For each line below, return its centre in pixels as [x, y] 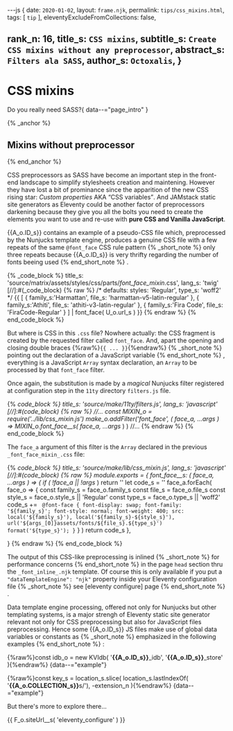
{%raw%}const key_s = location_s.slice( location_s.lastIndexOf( [98, 678]
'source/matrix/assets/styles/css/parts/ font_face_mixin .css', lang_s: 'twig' [113, 283]
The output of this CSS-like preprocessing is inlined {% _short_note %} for [113, 557]
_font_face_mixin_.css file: [46, 455]
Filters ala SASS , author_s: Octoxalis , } [95, 61]
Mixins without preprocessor [71, 145]
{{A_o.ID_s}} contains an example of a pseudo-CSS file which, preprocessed [116, 233]
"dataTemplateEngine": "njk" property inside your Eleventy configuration [112, 579]
